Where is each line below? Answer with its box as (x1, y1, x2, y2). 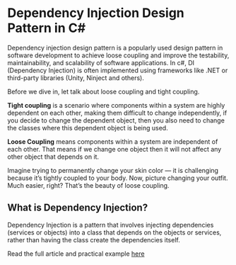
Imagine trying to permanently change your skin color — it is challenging (7, 166, 219, 174)
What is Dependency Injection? (7, 202, 148, 214)
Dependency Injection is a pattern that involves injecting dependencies (7, 220, 214, 229)
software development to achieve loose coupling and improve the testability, (7, 51, 230, 60)
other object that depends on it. (7, 152, 100, 161)
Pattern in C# (7, 20, 86, 36)
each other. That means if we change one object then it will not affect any (7, 145, 222, 153)
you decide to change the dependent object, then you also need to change (7, 115, 225, 125)
